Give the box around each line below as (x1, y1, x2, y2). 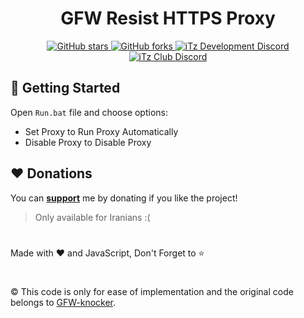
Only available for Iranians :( (34, 211, 151, 223)
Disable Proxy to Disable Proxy (24, 136, 152, 148)
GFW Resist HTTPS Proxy (60, 7, 276, 30)
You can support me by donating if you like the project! (10, 192, 238, 204)
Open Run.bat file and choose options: (10, 106, 169, 118)
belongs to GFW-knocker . (10, 296, 117, 308)
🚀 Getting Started (10, 80, 121, 97)
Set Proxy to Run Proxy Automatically (24, 125, 179, 137)
